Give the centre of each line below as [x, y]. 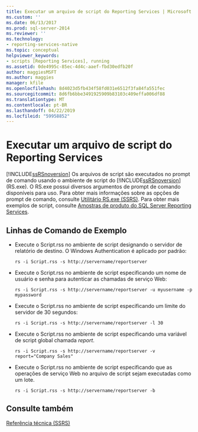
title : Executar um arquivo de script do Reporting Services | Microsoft [99, 12]
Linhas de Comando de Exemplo [66, 230]
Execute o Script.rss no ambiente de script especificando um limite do [100, 306]
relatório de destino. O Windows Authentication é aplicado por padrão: [101, 251]
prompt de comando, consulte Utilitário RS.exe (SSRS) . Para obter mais [93, 199]
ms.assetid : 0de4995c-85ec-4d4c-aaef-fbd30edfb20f [70, 66]
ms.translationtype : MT [35, 99]
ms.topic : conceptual [33, 50]
